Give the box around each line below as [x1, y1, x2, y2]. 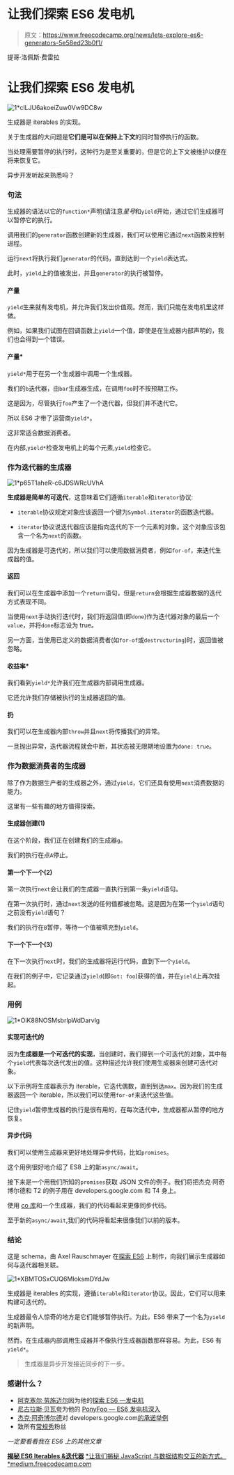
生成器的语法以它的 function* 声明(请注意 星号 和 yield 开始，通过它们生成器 [7, 207, 218, 216]
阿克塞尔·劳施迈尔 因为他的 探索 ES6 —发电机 [17, 1396, 144, 1404]
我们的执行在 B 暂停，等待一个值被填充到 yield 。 [7, 923, 142, 932]
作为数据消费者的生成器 [7, 761, 86, 771]
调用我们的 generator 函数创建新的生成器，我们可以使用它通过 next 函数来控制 [7, 231, 225, 239]
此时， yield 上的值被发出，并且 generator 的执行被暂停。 [7, 269, 167, 277]
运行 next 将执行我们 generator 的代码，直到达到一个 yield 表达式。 [7, 254, 192, 263]
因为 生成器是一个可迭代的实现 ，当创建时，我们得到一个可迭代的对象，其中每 [7, 1049, 227, 1058]
